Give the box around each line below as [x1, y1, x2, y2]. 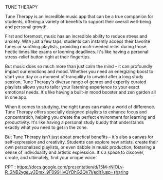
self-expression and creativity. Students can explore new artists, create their [5, 139, 158, 145]
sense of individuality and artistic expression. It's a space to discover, [5, 149, 145, 155]
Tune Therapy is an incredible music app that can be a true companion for [5, 14, 154, 19]
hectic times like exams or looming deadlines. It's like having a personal [5, 49, 148, 54]
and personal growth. [5, 24, 48, 30]
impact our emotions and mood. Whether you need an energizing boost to [5, 69, 154, 74]
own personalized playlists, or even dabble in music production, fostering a [5, 144, 156, 150]
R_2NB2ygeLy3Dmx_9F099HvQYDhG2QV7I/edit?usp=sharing [5, 169, 129, 175]
